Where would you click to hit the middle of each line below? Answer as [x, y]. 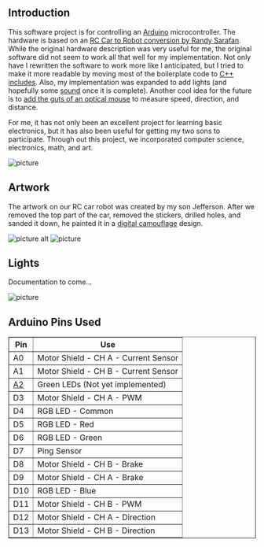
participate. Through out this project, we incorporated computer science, [126, 139]
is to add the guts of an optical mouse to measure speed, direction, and [124, 98]
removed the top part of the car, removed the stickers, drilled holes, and [125, 215]
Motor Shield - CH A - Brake [90, 478]
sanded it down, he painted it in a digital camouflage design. [106, 223]
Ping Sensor [60, 451]
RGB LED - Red [66, 424]
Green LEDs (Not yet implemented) [102, 385]
